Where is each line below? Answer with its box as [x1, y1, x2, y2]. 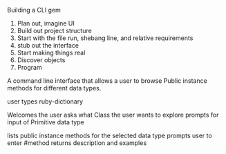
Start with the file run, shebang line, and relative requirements [17, 34, 194, 42]
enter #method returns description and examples [7, 139, 147, 147]
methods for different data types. [7, 84, 102, 92]
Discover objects [17, 56, 66, 64]
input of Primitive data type [7, 118, 84, 126]
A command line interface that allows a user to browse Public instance [7, 77, 207, 85]
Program [17, 64, 43, 71]
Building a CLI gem [7, 6, 61, 14]
